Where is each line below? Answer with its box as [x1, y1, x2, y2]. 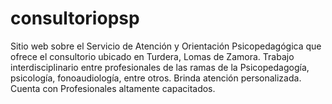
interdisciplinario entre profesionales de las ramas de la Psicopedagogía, [10, 61, 310, 73]
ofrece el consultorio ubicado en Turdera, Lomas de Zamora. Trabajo [10, 50, 295, 62]
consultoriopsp [10, 7, 140, 30]
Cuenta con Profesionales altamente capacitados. [10, 82, 216, 94]
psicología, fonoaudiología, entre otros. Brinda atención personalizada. [10, 72, 302, 84]
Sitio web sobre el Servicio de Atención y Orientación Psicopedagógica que [10, 40, 322, 52]
